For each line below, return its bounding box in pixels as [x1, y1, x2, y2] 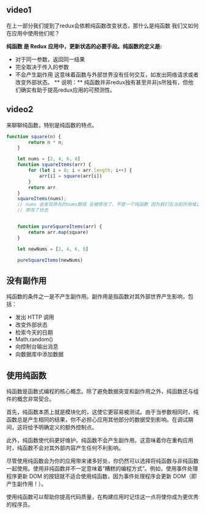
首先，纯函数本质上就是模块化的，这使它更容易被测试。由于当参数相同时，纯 [6, 408, 199, 415]
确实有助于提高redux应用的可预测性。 [20, 86, 116, 94]
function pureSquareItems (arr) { [17, 223, 103, 229]
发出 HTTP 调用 [15, 313, 55, 321]
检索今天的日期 [15, 329, 53, 336]
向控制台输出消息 [15, 343, 59, 351]
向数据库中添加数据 [15, 351, 64, 358]
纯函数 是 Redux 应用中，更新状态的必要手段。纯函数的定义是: [6, 42, 162, 50]
